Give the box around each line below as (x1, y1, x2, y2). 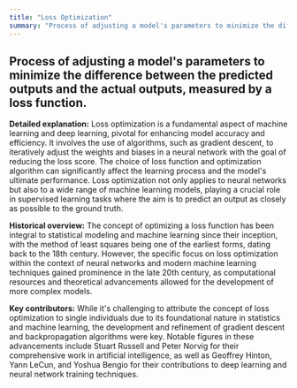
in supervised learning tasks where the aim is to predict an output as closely (9, 194, 286, 204)
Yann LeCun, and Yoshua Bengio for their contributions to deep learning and (9, 360, 287, 370)
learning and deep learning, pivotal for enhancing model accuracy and (9, 128, 265, 139)
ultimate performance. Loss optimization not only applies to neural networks (9, 175, 287, 186)
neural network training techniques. (9, 369, 139, 380)
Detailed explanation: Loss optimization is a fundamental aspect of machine (9, 118, 288, 129)
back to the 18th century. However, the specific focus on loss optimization (9, 248, 278, 259)
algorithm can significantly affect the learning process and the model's (9, 165, 267, 177)
